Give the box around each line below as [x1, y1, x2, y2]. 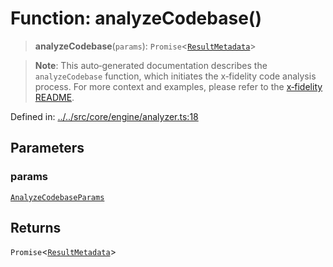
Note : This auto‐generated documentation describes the [34, 59, 268, 71]
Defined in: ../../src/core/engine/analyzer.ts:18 [10, 110, 199, 122]
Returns [10, 220, 62, 237]
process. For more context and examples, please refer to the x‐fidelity [34, 80, 323, 92]
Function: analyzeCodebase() [10, 7, 262, 30]
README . [34, 91, 75, 103]
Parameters [10, 140, 85, 157]
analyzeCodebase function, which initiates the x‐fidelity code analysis [34, 70, 317, 82]
